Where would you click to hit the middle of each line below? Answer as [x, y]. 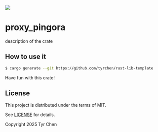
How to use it [26, 57]
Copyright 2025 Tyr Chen [31, 125]
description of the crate [29, 41]
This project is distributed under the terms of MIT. [56, 105]
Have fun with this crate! [30, 77]
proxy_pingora [35, 28]
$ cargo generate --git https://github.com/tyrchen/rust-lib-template [79, 68]
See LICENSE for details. [30, 115]
